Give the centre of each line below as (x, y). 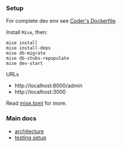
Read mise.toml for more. (37, 103)
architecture (29, 131)
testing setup (30, 137)
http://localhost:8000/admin (49, 86)
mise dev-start (25, 64)
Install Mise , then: (27, 32)
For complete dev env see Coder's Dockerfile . (61, 21)
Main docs (21, 118)
